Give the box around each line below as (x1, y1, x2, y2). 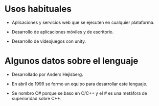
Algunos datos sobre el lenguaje (4, 55, 138, 67)
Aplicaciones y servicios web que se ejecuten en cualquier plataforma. (11, 19, 155, 25)
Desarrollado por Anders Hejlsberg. (11, 71, 84, 77)
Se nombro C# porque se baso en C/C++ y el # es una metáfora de (11, 90, 147, 96)
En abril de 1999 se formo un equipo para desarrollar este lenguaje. (11, 81, 148, 87)
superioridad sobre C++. (11, 95, 62, 101)
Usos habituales (4, 3, 72, 15)
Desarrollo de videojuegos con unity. (11, 38, 86, 44)
